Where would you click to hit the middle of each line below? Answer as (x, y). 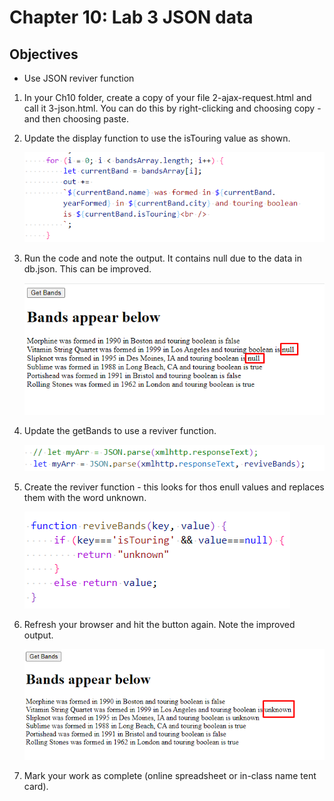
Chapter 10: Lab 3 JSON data (131, 17)
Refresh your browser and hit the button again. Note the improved (159, 625)
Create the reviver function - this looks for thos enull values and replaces (174, 487)
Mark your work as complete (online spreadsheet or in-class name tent (170, 776)
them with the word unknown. (85, 498)
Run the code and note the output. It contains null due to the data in (162, 258)
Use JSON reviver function (79, 78)
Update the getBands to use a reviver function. (120, 431)
